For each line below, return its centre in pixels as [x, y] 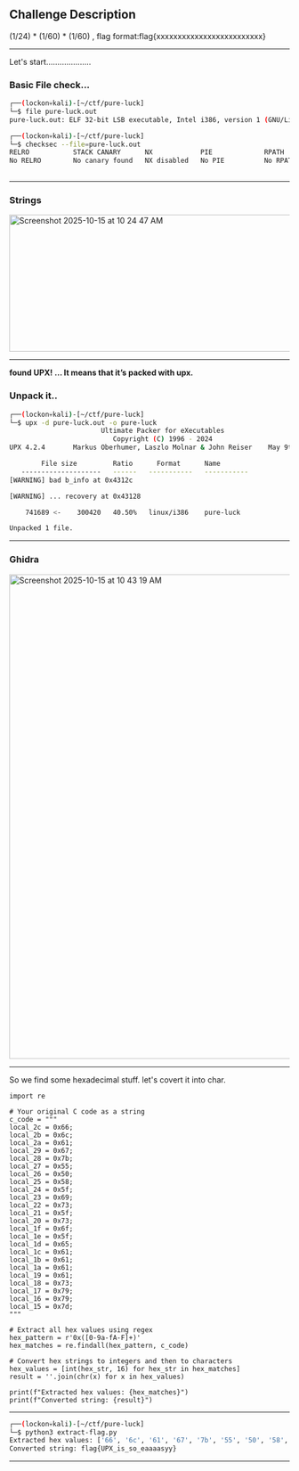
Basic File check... [50, 85]
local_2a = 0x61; [41, 1143]
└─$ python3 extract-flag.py [63, 1432]
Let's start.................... [50, 61]
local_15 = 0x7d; [41, 1306]
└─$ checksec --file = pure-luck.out [75, 144]
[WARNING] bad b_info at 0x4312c [71, 480]
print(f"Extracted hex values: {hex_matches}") [99, 1392]
